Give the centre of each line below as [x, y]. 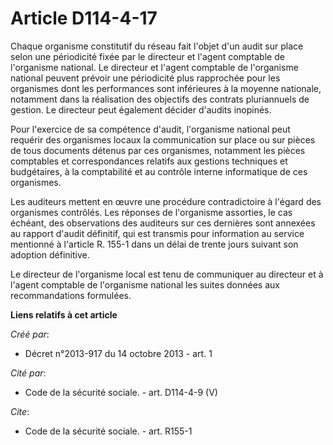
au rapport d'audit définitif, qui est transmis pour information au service [157, 233]
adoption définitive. [50, 254]
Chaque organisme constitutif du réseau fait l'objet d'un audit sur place [157, 46]
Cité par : [28, 373]
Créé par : [30, 334]
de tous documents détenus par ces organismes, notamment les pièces [158, 150]
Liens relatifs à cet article [64, 314]
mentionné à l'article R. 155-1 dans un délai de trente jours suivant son [154, 244]
